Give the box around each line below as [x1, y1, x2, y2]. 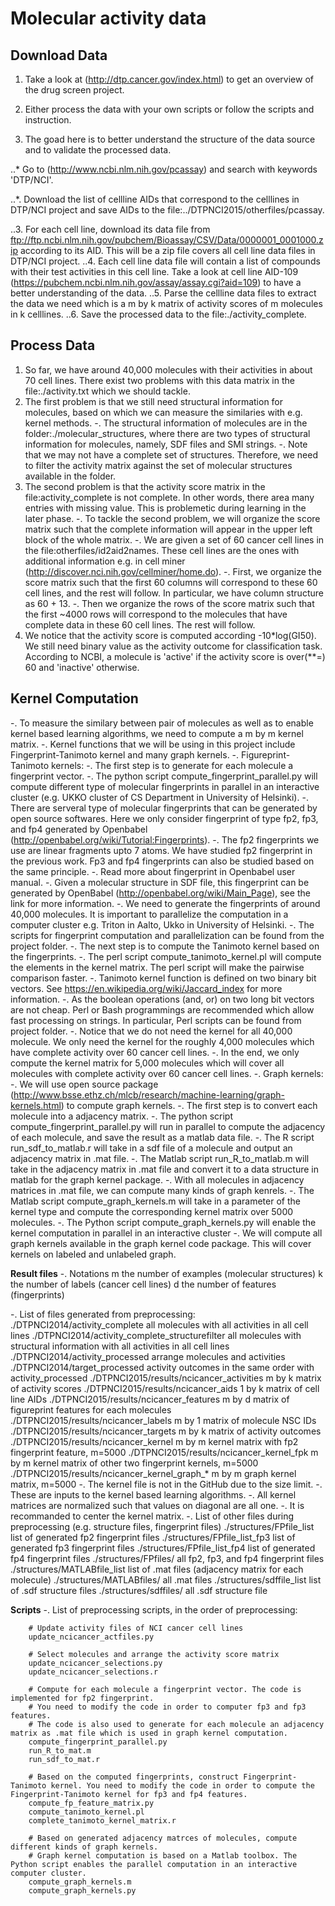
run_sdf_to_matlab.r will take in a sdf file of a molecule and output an [10, 1142, 293, 1154]
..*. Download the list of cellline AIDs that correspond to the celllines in [10, 193, 300, 205]
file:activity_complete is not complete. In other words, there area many [24, 491, 315, 503]
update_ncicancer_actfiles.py [28, 1632, 155, 1642]
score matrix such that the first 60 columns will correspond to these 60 [24, 576, 318, 588]
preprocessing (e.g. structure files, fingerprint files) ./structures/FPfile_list [10, 1520, 315, 1532]
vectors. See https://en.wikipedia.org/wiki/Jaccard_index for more [10, 982, 283, 994]
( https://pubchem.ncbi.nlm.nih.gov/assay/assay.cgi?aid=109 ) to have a [10, 277, 302, 288]
